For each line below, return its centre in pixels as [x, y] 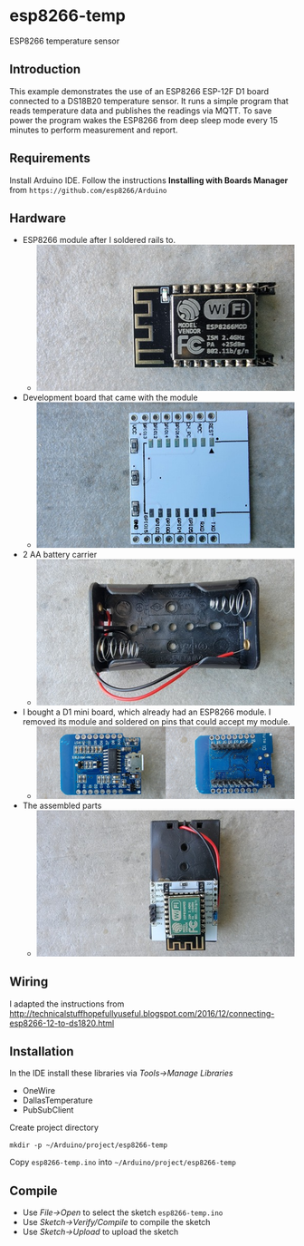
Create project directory [54, 1128]
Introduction [45, 69]
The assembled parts [62, 806]
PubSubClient [48, 1110]
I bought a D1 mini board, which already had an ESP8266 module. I [147, 712]
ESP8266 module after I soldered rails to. [99, 240]
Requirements [50, 158]
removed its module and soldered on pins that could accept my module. [157, 721]
